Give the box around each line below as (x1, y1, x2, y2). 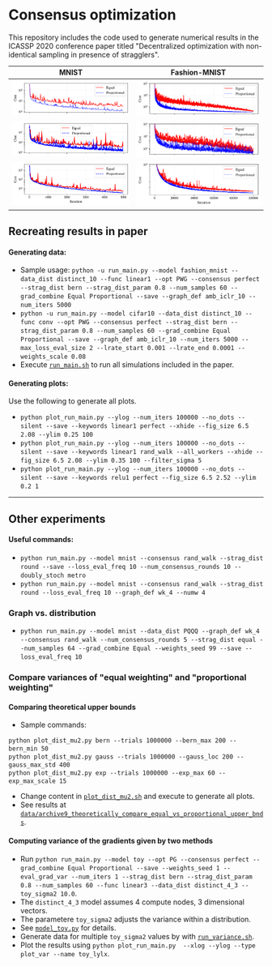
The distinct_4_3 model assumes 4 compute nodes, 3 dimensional (19, 897, 245, 907)
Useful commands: (8, 535, 74, 545)
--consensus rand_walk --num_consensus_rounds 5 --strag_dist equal (19, 636, 257, 644)
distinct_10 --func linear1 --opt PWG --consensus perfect (56, 276, 261, 284)
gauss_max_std (8, 761, 57, 769)
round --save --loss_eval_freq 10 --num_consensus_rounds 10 (19, 562, 232, 571)
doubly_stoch (19, 571, 65, 579)
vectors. (19, 905, 49, 915)
